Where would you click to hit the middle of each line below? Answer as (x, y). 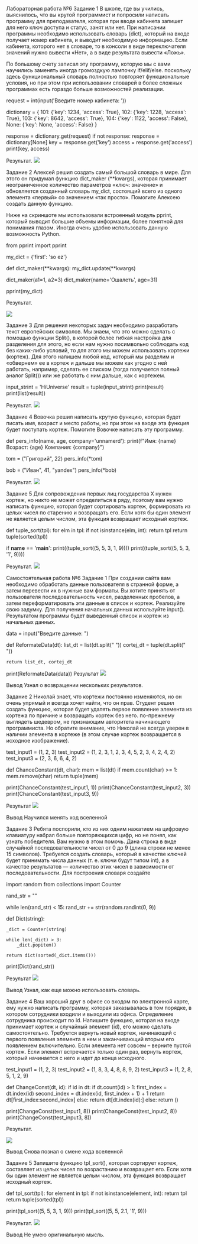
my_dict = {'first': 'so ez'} (37, 257)
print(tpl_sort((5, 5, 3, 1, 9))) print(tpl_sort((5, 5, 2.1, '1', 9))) (77, 1211)
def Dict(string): (25, 919)
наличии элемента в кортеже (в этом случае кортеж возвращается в (94, 734)
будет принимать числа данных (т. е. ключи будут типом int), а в (88, 860)
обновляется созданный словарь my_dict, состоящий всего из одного (94, 191)
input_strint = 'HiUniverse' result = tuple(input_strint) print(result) (85, 387)
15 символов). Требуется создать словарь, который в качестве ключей (97, 854)
